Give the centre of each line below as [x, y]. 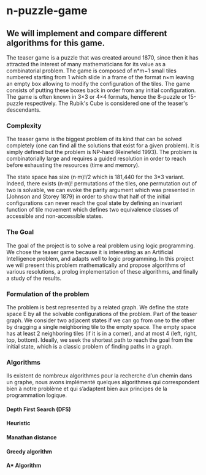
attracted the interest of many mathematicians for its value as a [86, 64]
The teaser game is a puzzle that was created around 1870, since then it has [102, 58]
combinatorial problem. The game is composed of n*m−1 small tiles [91, 71]
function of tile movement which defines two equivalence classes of [93, 210]
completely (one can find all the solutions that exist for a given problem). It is [103, 145]
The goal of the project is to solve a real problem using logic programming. [101, 245]
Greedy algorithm [29, 451]
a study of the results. [34, 278]
